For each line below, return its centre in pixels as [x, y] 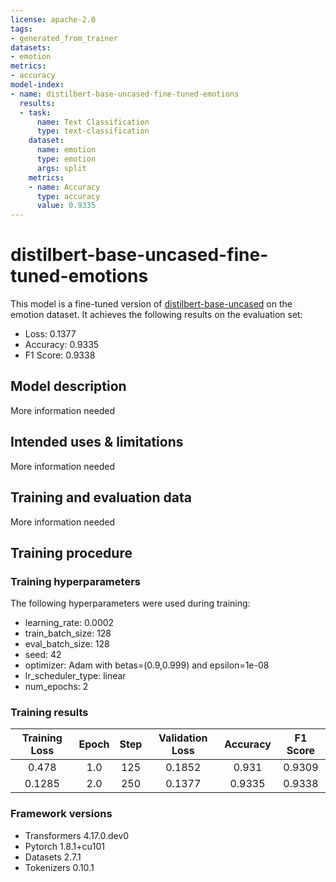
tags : [21, 29]
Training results [49, 713]
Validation [183, 738]
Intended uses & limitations [97, 442]
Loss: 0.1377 [50, 334]
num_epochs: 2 [56, 687]
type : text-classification [93, 131]
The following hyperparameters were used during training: [130, 603]
